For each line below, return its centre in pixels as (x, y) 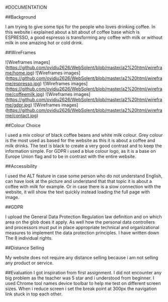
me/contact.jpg (21, 116)
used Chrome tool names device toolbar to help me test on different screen (83, 283)
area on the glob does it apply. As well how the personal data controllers (80, 222)
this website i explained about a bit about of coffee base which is (72, 32)
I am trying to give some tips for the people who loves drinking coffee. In (80, 27)
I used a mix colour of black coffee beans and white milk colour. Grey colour (84, 135)
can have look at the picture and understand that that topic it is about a (79, 181)
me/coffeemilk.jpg (24, 94)
